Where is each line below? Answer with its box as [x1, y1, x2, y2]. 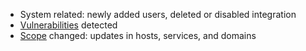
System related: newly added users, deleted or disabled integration [19, 9, 297, 20]
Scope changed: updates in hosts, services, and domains [19, 30, 257, 41]
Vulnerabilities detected [19, 19, 118, 31]
